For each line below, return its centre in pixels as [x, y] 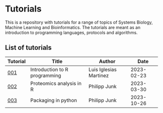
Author [107, 61]
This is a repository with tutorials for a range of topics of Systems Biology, [79, 22]
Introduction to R [49, 70]
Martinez [99, 75]
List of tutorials [28, 48]
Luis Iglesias [103, 70]
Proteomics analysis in [56, 83]
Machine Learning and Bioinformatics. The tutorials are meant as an [73, 27]
